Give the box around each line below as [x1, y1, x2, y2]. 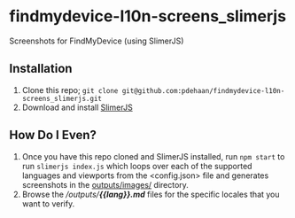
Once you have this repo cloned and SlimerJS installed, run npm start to [21, 151, 285, 161]
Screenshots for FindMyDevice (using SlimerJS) [9, 35, 184, 46]
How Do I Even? [9, 128, 97, 143]
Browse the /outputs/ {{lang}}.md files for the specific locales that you [21, 189, 281, 199]
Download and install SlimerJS [21, 102, 133, 113]
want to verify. [21, 198, 75, 209]
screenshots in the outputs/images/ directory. [21, 179, 189, 190]
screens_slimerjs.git [21, 94, 102, 103]
